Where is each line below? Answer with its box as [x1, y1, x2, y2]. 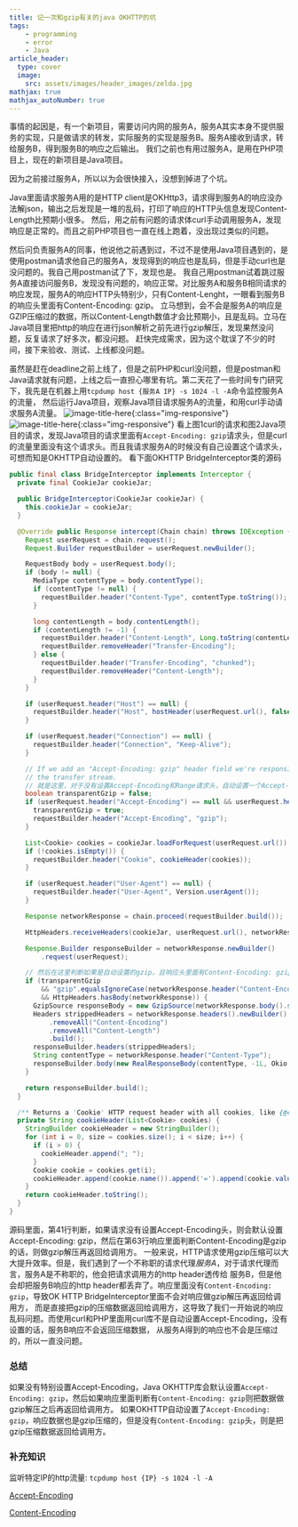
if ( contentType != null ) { [32, 584, 137, 593]
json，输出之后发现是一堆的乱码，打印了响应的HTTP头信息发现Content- [24, 204, 288, 214]
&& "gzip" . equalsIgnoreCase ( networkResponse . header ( [41, 985, 240, 994]
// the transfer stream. [25, 773, 117, 782]
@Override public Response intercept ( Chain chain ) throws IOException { [17, 526, 292, 536]
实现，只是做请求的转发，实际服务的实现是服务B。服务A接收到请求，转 [24, 133, 284, 143]
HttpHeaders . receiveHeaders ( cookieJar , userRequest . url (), [25, 928, 248, 936]
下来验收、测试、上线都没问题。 [32, 344, 149, 356]
